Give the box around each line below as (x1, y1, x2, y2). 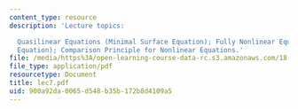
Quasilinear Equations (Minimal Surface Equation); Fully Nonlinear (17, 37, 276, 46)
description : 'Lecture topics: (9, 21, 125, 30)
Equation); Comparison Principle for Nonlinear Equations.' (17, 45, 244, 54)
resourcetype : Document (9, 70, 98, 80)
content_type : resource (9, 12, 98, 22)
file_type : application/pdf (9, 62, 114, 71)
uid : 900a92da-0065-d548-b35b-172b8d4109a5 (9, 86, 173, 96)
